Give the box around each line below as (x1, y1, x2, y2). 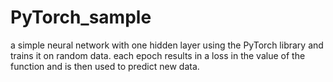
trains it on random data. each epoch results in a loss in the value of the (10, 49, 306, 61)
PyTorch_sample (10, 6, 152, 29)
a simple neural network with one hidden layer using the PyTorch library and (10, 39, 324, 51)
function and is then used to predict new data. (10, 60, 200, 72)
